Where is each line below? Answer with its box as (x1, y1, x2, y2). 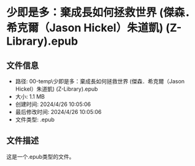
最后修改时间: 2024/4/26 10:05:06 (15, 108, 102, 115)
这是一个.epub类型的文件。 (6, 153, 75, 160)
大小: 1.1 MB (15, 93, 45, 100)
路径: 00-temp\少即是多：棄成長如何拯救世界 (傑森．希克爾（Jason (15, 78, 185, 85)
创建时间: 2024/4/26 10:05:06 (15, 100, 91, 108)
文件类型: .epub (15, 116, 55, 123)
